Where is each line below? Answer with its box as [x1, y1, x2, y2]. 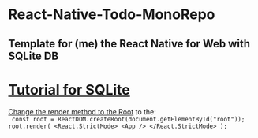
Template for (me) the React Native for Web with [8, 37, 251, 50]
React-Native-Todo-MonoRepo [8, 6, 215, 24]
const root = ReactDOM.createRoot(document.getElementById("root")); [11, 115, 245, 123]
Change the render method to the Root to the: [8, 106, 156, 116]
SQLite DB [8, 49, 59, 62]
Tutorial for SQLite [8, 80, 130, 99]
